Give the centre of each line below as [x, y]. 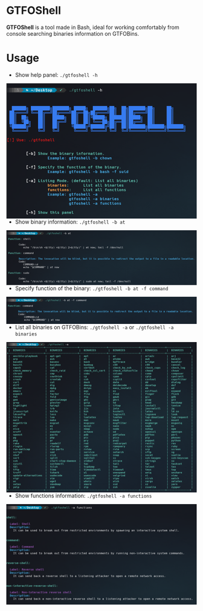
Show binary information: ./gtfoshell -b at [70, 222]
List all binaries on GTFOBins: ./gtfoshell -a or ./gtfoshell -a [94, 327]
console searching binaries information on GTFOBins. [73, 33]
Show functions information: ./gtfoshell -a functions [83, 496]
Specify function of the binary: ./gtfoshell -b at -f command [92, 288]
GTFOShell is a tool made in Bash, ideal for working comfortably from [93, 27]
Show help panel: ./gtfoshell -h [56, 75]
